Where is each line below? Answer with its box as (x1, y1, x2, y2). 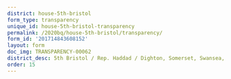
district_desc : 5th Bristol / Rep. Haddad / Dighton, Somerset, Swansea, (7, 55, 225, 62)
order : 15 (7, 61, 36, 68)
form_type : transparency (7, 16, 79, 23)
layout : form (7, 42, 45, 49)
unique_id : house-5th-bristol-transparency (7, 23, 135, 30)
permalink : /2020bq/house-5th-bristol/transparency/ (7, 29, 163, 36)
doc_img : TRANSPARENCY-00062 (7, 49, 92, 56)
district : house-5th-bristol (7, 10, 92, 17)
